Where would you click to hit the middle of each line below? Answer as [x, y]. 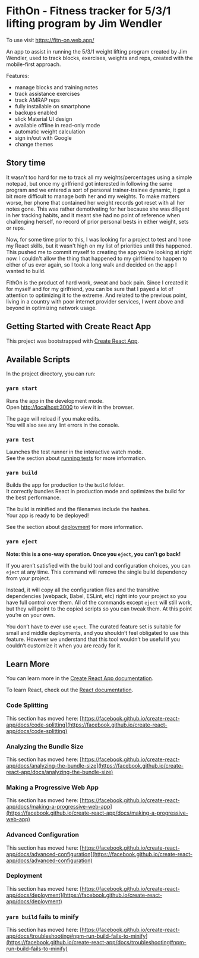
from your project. [28, 578]
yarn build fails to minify [42, 916]
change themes [34, 144]
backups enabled [36, 112]
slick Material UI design [43, 119]
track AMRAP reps [37, 100]
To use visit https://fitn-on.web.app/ [50, 40]
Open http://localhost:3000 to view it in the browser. [70, 407]
